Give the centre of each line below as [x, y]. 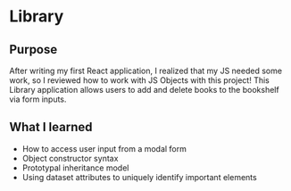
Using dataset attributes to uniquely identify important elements [139, 177]
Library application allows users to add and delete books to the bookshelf [144, 90]
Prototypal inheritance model [75, 168]
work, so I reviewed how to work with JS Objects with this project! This [139, 80]
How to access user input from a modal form [104, 148]
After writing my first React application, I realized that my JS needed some [146, 71]
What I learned [51, 127]
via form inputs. [38, 99]
